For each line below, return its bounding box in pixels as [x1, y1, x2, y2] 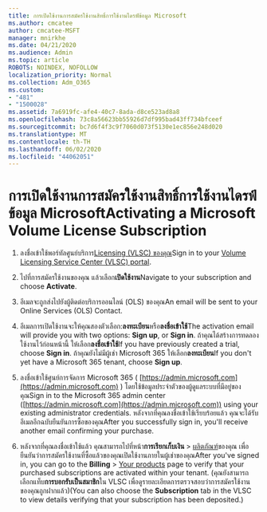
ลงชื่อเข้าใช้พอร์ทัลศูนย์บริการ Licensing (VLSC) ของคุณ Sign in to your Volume [19, 248, 246, 258]
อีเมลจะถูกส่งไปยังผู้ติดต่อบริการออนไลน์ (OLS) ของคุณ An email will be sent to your [19, 297, 258, 307]
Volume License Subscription [8, 222, 207, 240]
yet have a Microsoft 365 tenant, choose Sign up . [19, 357, 183, 367]
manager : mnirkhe [8, 33, 66, 42]
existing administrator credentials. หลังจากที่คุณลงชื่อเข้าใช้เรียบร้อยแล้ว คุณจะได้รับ [19, 408, 259, 418]
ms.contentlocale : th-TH [8, 137, 91, 146]
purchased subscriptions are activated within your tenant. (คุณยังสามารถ [19, 468, 249, 478]
